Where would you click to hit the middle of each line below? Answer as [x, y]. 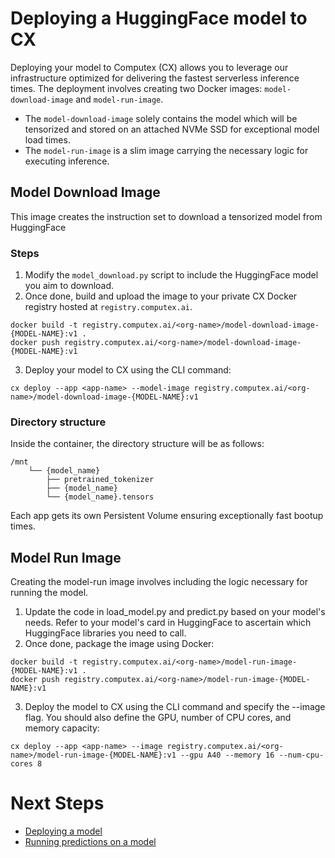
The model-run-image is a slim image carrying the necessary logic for [166, 150]
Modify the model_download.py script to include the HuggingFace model [171, 275]
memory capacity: [62, 728]
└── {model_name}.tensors [100, 497]
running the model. [49, 593]
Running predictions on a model [90, 842]
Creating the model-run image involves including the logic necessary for [159, 582]
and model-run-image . [119, 99]
